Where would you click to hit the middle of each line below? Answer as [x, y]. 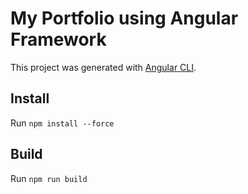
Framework [58, 39]
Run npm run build [49, 178]
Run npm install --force [62, 123]
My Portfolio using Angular [124, 18]
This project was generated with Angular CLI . [103, 67]
